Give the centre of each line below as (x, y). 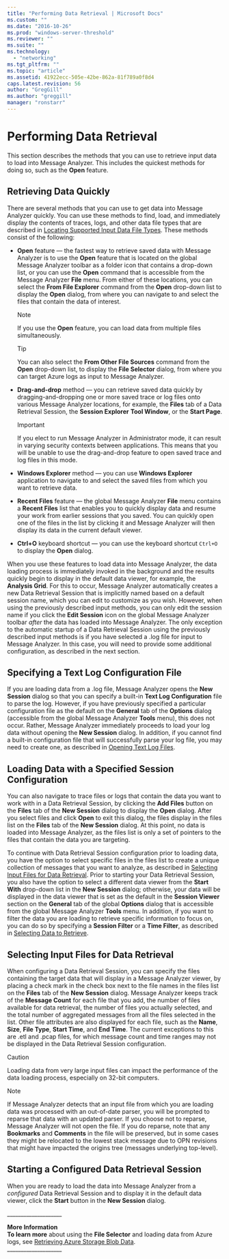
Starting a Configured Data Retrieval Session (104, 1170)
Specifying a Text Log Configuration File (95, 673)
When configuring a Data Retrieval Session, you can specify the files (104, 971)
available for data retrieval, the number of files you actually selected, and (110, 1008)
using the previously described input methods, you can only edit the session (114, 608)
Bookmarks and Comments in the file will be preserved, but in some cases (113, 1134)
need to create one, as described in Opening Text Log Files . (91, 747)
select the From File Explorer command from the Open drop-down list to (119, 287)
